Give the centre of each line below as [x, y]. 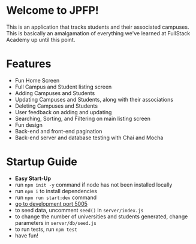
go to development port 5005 [51, 203]
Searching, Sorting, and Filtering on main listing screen [83, 118]
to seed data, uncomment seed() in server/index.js [79, 210]
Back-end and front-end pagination [58, 131]
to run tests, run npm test [46, 229]
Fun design [29, 125]
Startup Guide [42, 162]
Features [29, 64]
